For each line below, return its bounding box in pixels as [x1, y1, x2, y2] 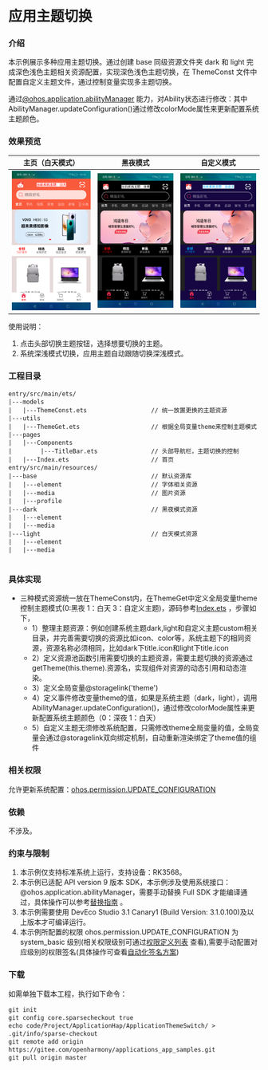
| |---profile [8, 498, 62, 505]
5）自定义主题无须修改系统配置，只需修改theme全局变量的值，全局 [31, 723, 253, 733]
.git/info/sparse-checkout [8, 1029, 98, 1037]
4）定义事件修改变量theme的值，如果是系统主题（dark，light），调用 [31, 693, 258, 702]
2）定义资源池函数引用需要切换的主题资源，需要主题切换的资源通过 [31, 653, 254, 663]
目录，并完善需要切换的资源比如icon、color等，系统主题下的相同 [31, 633, 245, 643]
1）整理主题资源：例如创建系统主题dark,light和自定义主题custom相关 [31, 624, 258, 633]
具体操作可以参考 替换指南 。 [33, 898, 128, 907]
